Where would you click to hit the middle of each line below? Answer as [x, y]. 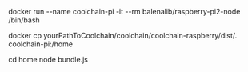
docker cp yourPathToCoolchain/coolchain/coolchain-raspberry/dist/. [123, 36]
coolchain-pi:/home [41, 44]
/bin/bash [24, 20]
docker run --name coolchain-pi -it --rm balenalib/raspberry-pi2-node [124, 12]
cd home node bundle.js [48, 60]
